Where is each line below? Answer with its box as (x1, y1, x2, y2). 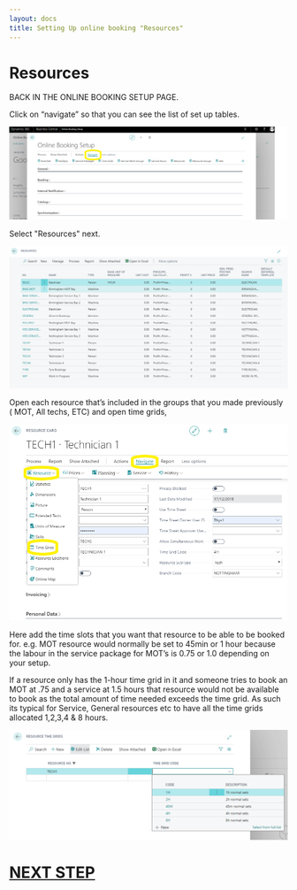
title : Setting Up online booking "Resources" (9, 23, 184, 33)
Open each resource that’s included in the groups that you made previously (9, 396, 284, 407)
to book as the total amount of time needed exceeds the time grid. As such (9, 694, 281, 704)
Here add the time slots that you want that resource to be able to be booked (9, 629, 286, 641)
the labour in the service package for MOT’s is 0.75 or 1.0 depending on (9, 648, 270, 659)
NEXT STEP (9, 863, 95, 883)
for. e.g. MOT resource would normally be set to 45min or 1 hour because (9, 639, 276, 649)
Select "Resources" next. (9, 228, 101, 239)
